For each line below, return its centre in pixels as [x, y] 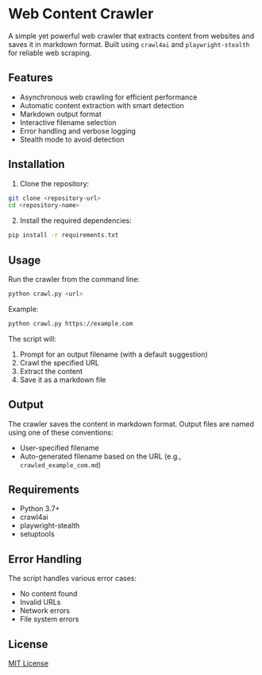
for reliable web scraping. [50, 53]
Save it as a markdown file [63, 380]
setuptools [37, 534]
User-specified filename [59, 447]
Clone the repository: [54, 183]
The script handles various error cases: [73, 579]
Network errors [44, 611]
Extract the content [51, 371]
